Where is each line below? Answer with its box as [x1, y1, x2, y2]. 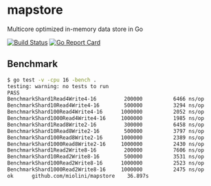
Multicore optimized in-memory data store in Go [7, 25, 143, 33]
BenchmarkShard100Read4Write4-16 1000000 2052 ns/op [7, 109, 205, 116]
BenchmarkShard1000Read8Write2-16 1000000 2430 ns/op [7, 141, 205, 147]
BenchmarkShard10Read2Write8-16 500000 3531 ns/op [7, 154, 205, 161]
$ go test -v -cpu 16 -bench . [7, 76, 97, 83]
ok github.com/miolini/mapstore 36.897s [7, 172, 149, 179]
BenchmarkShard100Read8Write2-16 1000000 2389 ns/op [7, 134, 205, 141]
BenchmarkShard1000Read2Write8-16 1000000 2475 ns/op [7, 166, 205, 173]
